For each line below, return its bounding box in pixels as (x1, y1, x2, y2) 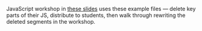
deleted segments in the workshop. (6, 18, 96, 25)
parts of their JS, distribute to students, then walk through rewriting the (6, 12, 185, 19)
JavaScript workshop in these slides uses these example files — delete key (6, 5, 196, 12)
